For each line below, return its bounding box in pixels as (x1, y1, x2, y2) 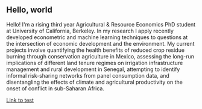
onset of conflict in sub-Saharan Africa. (6, 84, 104, 92)
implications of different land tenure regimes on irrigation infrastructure (6, 59, 183, 66)
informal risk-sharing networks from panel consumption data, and (6, 72, 170, 79)
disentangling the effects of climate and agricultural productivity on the (6, 78, 183, 86)
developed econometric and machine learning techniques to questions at (6, 33, 188, 41)
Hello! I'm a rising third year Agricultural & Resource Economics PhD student (6, 20, 196, 28)
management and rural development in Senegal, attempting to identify (6, 66, 180, 73)
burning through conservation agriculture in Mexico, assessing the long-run (6, 52, 195, 60)
